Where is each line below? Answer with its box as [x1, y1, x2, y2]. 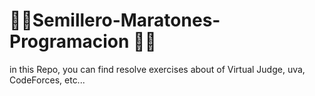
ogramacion [9, 30, 130, 53]
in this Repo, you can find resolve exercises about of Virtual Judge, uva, [9, 63, 306, 75]
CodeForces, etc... [9, 74, 86, 86]
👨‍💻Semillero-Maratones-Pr [9, 9, 221, 32]
